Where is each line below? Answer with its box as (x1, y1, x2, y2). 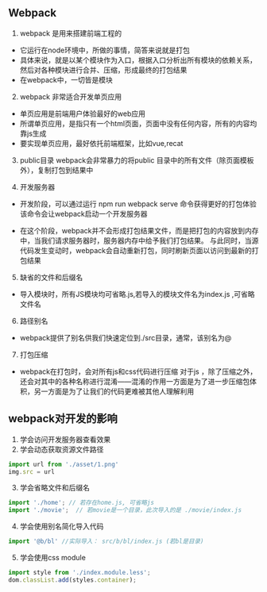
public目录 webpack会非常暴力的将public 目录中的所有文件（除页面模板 (19, 155, 254, 165)
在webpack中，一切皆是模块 (19, 75, 113, 84)
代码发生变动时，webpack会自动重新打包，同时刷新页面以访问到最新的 (19, 245, 252, 255)
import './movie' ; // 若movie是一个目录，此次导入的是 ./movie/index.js (8, 506, 242, 514)
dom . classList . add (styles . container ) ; (8, 575, 137, 584)
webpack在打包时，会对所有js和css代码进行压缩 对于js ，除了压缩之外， (19, 367, 257, 376)
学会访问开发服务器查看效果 (19, 434, 111, 444)
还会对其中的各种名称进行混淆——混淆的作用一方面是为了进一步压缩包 (19, 376, 250, 386)
